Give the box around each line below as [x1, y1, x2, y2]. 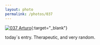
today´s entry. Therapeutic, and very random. [5, 34, 96, 40]
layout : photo [5, 7, 34, 12]
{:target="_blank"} [31, 25, 68, 30]
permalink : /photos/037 [5, 12, 53, 16]
